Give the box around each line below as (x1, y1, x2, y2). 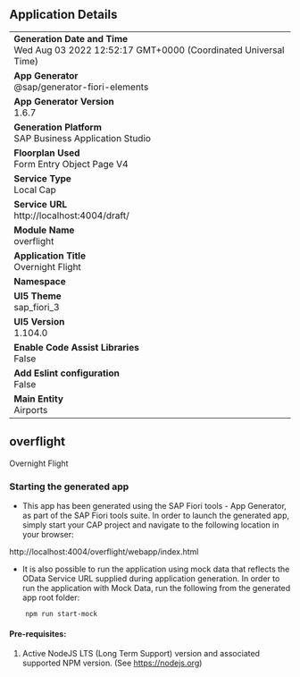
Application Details (9, 7, 118, 22)
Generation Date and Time (13, 32, 129, 45)
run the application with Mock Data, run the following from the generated (21, 582, 291, 593)
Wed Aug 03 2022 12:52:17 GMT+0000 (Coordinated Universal (13, 44, 285, 56)
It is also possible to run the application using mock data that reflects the (21, 563, 290, 574)
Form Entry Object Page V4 (13, 157, 129, 170)
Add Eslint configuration (13, 367, 121, 379)
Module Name (13, 224, 75, 236)
